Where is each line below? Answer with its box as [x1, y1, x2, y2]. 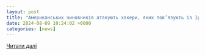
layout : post [6, 8, 40, 15]
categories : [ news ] [6, 25, 56, 32]
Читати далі [6, 42, 37, 50]
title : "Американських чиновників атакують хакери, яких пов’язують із [6, 15, 192, 21]
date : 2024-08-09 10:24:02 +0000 [6, 20, 92, 26]
